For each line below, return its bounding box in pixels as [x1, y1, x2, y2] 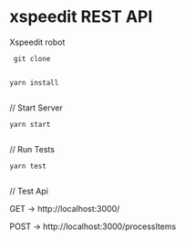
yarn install [9, 78, 59, 88]
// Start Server [9, 102, 64, 113]
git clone [13, 54, 51, 63]
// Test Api [9, 185, 48, 196]
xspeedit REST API [9, 6, 153, 27]
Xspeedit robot [9, 37, 66, 47]
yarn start [9, 120, 51, 129]
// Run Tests [9, 143, 55, 154]
